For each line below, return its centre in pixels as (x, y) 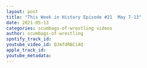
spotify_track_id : (29, 39)
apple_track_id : (26, 50)
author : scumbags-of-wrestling (45, 34)
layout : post (22, 12)
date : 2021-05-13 (28, 22)
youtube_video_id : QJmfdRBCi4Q (45, 45)
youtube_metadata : (29, 56)
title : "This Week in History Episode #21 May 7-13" (74, 17)
